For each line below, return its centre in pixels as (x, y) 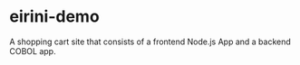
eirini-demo (54, 17)
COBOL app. (33, 51)
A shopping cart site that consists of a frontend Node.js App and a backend (150, 42)
